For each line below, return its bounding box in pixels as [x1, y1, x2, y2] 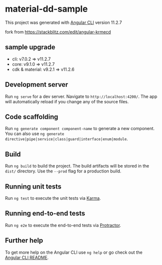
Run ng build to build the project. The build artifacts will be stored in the [5, 163, 149, 169]
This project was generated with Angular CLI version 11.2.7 [5, 19, 122, 25]
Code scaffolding [5, 113, 58, 121]
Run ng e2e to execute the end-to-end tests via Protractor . [5, 222, 121, 228]
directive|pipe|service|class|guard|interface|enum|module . [5, 136, 128, 142]
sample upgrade [5, 43, 56, 52]
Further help [5, 236, 44, 245]
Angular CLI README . [5, 254, 49, 260]
